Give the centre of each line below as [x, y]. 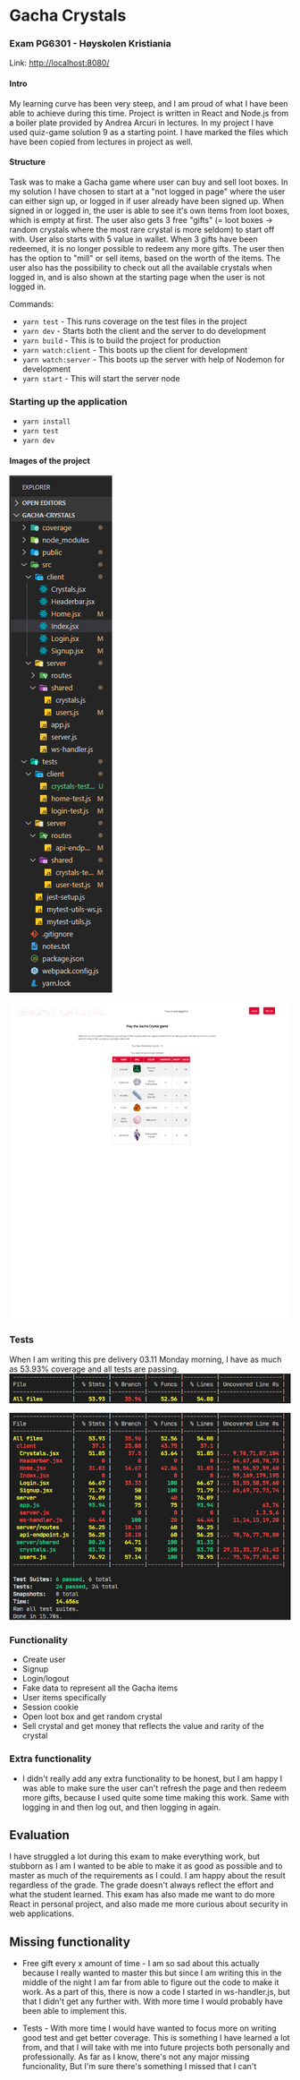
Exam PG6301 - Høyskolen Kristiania [90, 44]
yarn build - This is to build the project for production [121, 340]
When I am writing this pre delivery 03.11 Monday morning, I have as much [146, 1359]
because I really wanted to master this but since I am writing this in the [152, 1973]
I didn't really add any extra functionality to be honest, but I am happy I [152, 1778]
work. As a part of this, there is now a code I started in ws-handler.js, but [156, 1992]
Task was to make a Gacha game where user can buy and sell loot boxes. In [149, 182]
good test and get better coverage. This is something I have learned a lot [156, 2038]
